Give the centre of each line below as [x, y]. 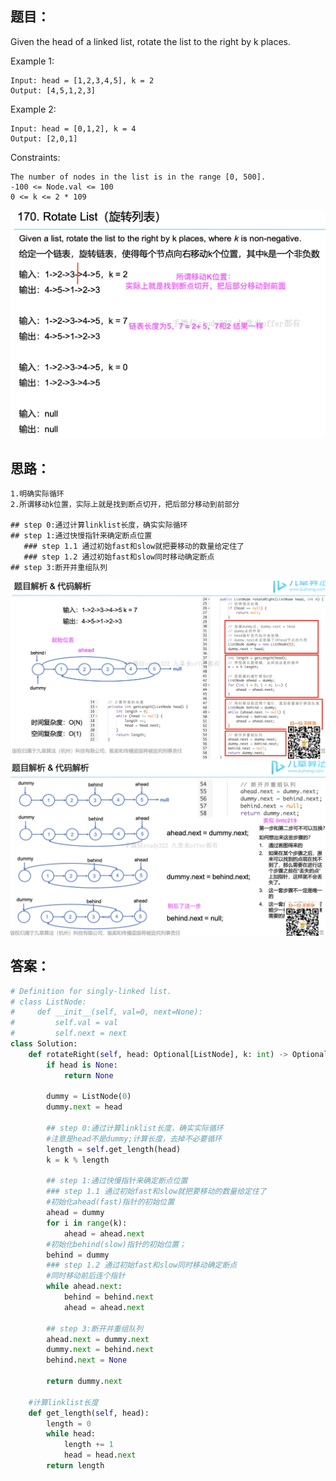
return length [75, 1466]
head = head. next [100, 1455]
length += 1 [88, 1445]
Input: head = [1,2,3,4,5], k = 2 [82, 80]
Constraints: [35, 157]
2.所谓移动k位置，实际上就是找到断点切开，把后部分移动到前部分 [125, 505]
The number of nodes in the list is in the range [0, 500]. [138, 177]
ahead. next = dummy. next [98, 1339]
